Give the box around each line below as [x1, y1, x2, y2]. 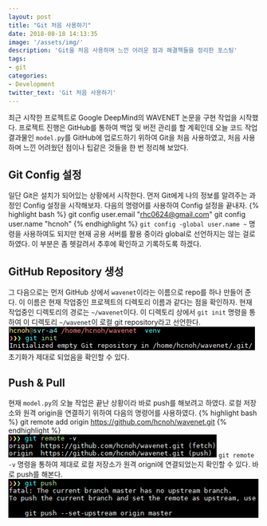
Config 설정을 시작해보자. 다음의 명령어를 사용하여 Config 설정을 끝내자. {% [22, 200, 260, 211]
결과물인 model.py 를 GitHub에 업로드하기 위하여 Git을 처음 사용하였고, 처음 [8, 132, 241, 142]
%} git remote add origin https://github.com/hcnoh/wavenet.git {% [8, 417, 227, 426]
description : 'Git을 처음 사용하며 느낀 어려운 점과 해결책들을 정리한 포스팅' [8, 46, 238, 55]
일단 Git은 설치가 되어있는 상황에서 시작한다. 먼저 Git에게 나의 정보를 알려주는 [8, 191, 248, 200]
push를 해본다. [16, 469, 63, 479]
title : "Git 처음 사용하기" [8, 21, 92, 30]
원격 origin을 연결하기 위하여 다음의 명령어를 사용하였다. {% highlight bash [22, 408, 257, 417]
